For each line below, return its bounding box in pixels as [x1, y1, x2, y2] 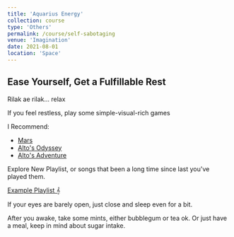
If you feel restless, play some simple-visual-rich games [7, 108, 171, 117]
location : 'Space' [7, 50, 62, 57]
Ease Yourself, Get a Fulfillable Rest [7, 76, 166, 88]
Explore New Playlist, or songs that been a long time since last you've [7, 164, 210, 173]
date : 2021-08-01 [7, 43, 59, 50]
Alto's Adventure [17, 151, 67, 159]
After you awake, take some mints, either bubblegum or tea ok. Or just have [7, 214, 228, 222]
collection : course [7, 17, 65, 24]
